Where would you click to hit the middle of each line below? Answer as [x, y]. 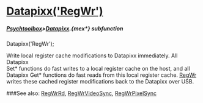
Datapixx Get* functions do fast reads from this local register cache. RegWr [102, 75]
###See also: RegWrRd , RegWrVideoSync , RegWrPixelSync [82, 93]
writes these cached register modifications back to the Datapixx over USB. [100, 82]
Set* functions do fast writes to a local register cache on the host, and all [98, 69]
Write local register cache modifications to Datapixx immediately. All [92, 55]
